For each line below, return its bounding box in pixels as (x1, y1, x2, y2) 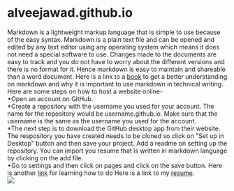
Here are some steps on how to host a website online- (7, 87, 163, 95)
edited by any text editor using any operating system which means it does (7, 43, 220, 51)
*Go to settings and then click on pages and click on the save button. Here (7, 161, 223, 169)
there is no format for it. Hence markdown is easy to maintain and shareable (7, 65, 226, 73)
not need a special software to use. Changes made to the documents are (7, 50, 217, 59)
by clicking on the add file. (7, 153, 84, 162)
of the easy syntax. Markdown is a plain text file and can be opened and (7, 35, 215, 43)
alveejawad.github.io (7, 5, 133, 21)
